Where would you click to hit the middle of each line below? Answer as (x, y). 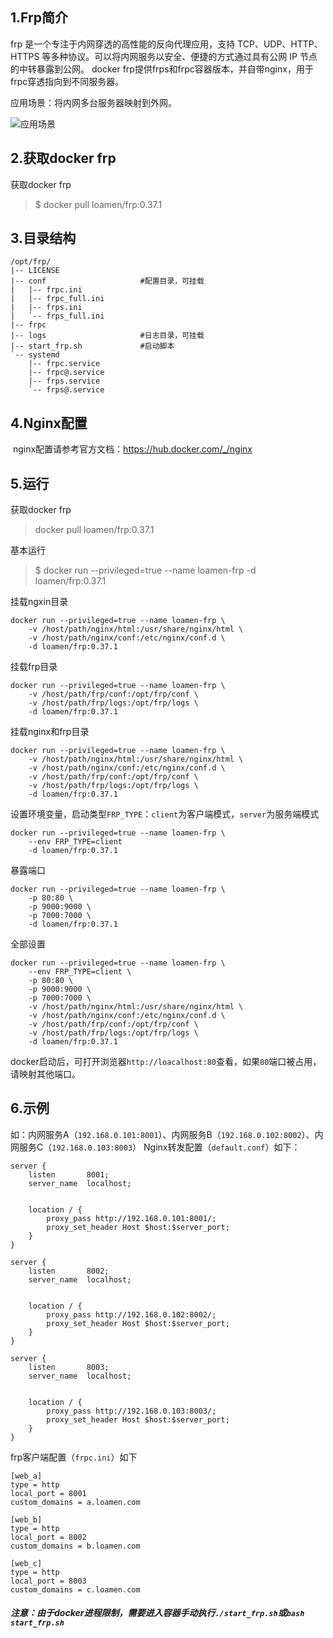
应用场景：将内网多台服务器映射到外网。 (93, 102)
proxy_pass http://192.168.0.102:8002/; (131, 1314)
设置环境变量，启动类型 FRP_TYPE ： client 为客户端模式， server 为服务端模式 (165, 814)
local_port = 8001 (48, 1493)
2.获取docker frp (63, 158)
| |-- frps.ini (46, 308)
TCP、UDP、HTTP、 (280, 44)
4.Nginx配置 (49, 423)
